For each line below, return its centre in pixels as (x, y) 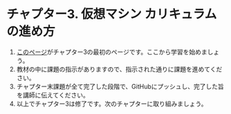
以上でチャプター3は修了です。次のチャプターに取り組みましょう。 (112, 104)
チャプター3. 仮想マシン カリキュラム (112, 14)
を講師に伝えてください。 (53, 95)
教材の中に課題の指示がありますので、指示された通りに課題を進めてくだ (119, 69)
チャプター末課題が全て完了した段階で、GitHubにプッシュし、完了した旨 (120, 86)
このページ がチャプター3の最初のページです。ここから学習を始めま (112, 52)
